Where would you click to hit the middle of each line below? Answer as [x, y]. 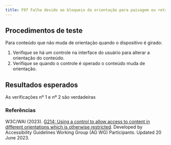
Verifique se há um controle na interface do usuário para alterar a [81, 53]
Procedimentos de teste [44, 31]
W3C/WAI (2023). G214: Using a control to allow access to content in [78, 121]
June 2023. [17, 137]
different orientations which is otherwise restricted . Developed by [74, 127]
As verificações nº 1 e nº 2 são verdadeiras [50, 97]
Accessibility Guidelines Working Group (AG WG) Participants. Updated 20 [83, 132]
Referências [21, 110]
